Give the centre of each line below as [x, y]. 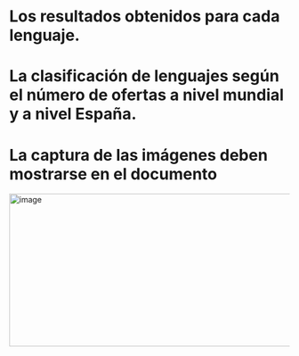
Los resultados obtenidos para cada [145, 17]
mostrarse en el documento [113, 174]
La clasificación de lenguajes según [145, 76]
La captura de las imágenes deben [139, 155]
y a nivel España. [73, 114]
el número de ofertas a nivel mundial [147, 95]
